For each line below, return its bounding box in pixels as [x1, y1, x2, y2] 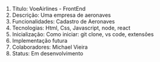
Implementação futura [12, 37, 68, 44]
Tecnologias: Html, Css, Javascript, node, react [12, 24, 131, 31]
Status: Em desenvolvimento [12, 50, 84, 57]
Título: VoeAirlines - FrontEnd [12, 5, 86, 12]
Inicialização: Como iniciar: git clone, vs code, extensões [12, 31, 154, 38]
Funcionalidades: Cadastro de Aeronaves [12, 18, 115, 25]
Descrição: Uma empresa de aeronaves [12, 11, 111, 19]
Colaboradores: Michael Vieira [12, 43, 88, 51]
